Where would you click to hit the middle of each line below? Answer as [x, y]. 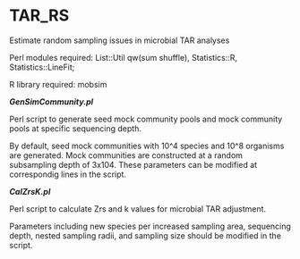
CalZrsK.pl [30, 191]
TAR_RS [39, 16]
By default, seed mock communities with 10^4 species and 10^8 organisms [147, 146]
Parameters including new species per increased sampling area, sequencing [150, 226]
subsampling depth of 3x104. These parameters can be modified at [133, 164]
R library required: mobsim [58, 84]
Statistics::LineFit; [42, 67]
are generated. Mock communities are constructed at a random [126, 155]
